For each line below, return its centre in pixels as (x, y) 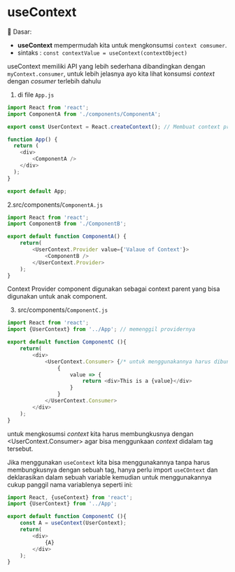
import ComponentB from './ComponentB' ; (67, 224)
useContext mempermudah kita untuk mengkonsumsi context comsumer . (122, 45)
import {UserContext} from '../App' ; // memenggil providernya (101, 329)
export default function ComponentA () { (67, 237)
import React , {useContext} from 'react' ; (70, 497)
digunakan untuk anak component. (57, 297)
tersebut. (20, 449)
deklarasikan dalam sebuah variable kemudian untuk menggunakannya (109, 477)
